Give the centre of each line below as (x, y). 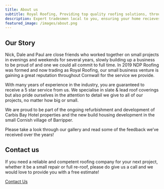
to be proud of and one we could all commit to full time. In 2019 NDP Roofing (82, 65)
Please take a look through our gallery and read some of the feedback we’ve (82, 130)
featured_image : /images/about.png (41, 23)
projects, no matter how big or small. (42, 100)
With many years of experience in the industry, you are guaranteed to (75, 85)
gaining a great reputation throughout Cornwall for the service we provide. (80, 76)
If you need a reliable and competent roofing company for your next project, (82, 162)
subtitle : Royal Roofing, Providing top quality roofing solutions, (76, 14)
